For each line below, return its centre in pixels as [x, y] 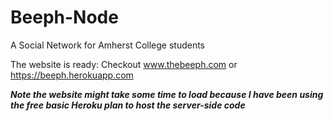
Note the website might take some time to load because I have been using [167, 94]
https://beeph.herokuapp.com [72, 75]
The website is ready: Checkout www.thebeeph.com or [124, 64]
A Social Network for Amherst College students [108, 45]
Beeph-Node [64, 17]
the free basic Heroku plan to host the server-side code [128, 105]
